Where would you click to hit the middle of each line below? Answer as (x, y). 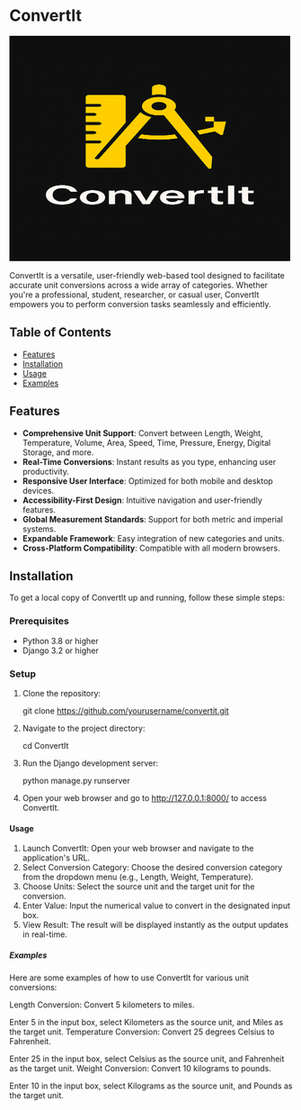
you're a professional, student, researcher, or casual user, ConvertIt (134, 295)
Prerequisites (39, 621)
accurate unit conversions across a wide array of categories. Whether (138, 285)
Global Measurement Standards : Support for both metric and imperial (152, 519)
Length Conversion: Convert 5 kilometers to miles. (102, 1005)
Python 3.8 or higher (60, 641)
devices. (38, 490)
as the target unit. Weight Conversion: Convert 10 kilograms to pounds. (140, 1069)
